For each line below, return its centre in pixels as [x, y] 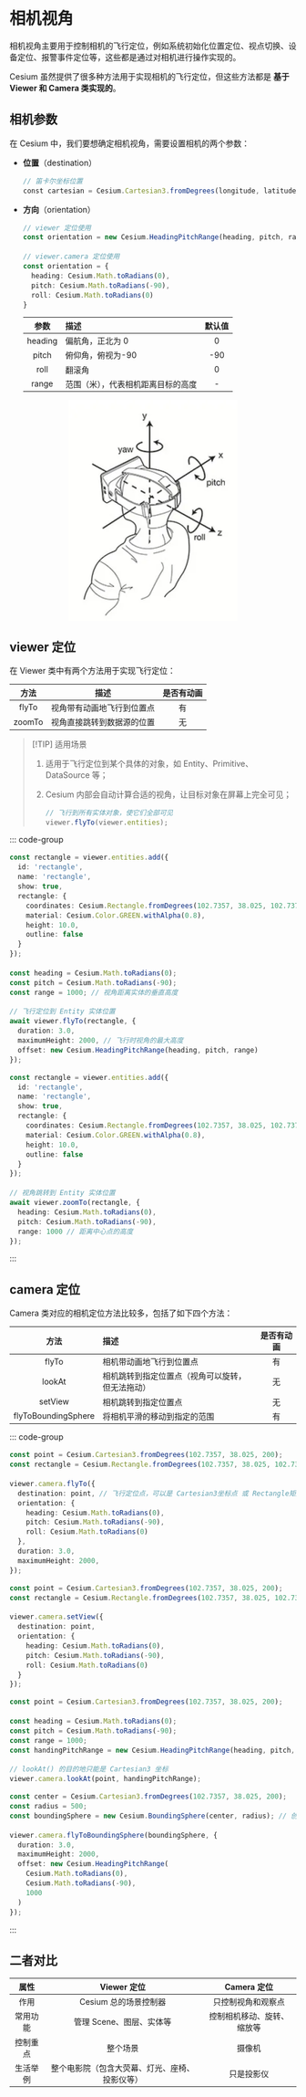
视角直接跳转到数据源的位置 [102, 722]
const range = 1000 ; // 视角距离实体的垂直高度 [94, 992]
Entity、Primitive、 [219, 763]
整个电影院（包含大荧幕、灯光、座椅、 [122, 2068]
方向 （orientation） [59, 209]
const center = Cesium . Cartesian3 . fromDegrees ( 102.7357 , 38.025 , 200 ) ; [148, 1797]
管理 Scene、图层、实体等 [123, 2022]
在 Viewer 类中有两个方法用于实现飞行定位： [92, 671]
